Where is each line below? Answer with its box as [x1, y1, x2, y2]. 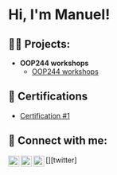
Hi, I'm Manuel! [8, 6, 111, 24]
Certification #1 [19, 111, 70, 120]
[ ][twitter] [45, 155, 77, 165]
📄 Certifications [8, 90, 88, 103]
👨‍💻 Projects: [8, 37, 70, 51]
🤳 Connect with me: [8, 134, 107, 148]
